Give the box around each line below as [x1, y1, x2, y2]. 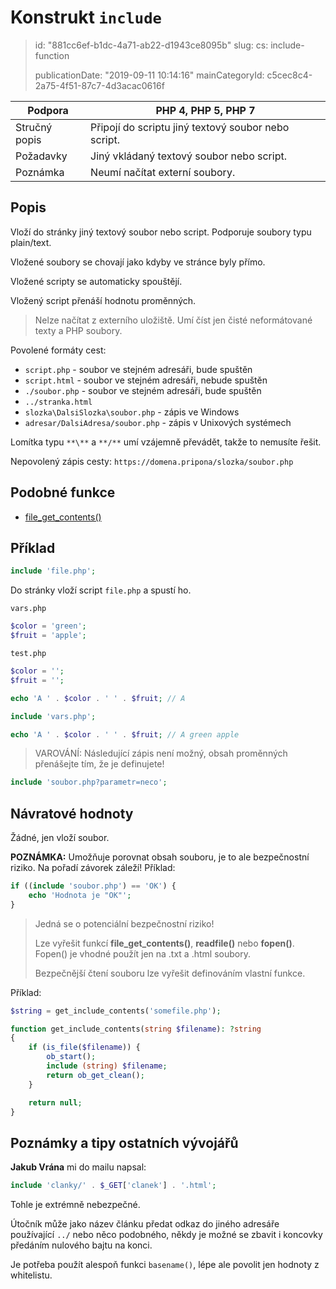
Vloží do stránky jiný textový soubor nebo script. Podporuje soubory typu [10, 226, 312, 238]
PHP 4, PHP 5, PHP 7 [155, 103, 256, 117]
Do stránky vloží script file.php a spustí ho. [10, 584, 192, 596]
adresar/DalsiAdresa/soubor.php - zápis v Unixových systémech [24, 416, 292, 428]
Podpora [27, 103, 69, 117]
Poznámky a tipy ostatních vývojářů [10, 1134, 239, 1151]
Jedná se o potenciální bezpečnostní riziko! [34, 917, 215, 930]
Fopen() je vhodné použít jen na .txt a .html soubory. [34, 947, 251, 960]
